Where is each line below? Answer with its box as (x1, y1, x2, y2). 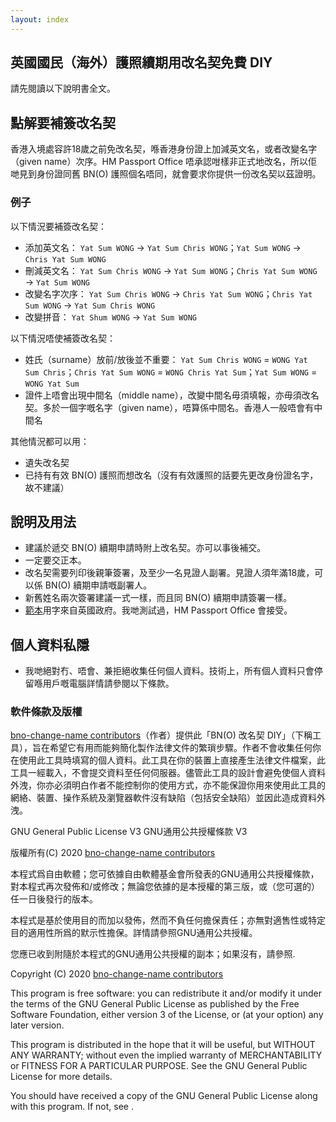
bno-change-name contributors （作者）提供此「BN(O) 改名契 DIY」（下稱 (10, 729, 313, 741)
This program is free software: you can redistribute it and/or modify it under (10, 987, 322, 1000)
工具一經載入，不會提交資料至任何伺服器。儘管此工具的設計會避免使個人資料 (10, 767, 326, 779)
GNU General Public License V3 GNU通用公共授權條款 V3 (10, 826, 248, 838)
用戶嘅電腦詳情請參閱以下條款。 (42, 677, 175, 690)
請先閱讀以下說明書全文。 (10, 82, 116, 95)
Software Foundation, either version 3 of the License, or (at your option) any (10, 1009, 324, 1021)
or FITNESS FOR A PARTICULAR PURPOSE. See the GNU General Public (10, 1060, 308, 1072)
